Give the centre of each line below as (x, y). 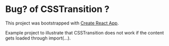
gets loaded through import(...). (38, 38)
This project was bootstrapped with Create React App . (62, 23)
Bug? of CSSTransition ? (57, 9)
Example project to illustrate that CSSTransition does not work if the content (84, 32)
